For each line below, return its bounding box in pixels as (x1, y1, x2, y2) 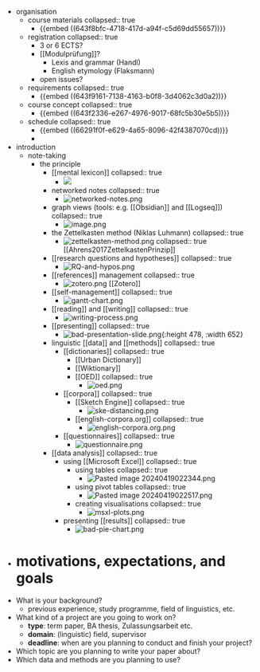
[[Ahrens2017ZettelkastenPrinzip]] (63, 245, 177, 254)
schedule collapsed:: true (27, 117, 111, 126)
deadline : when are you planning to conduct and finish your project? (27, 638, 253, 647)
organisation (15, 7, 57, 16)
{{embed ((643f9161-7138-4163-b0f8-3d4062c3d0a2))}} (39, 92, 227, 100)
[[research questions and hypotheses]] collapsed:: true (51, 253, 232, 262)
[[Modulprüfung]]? (39, 49, 101, 58)
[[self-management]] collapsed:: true (51, 287, 173, 297)
